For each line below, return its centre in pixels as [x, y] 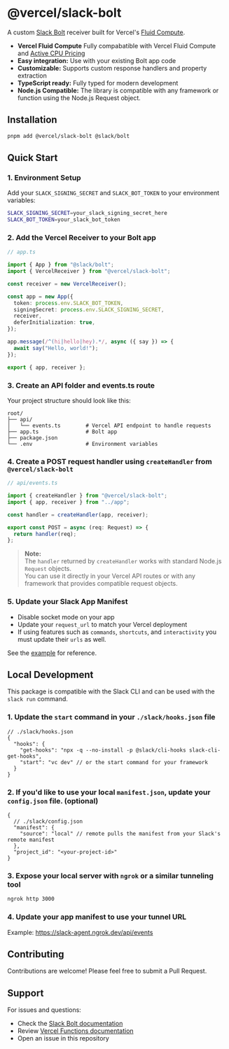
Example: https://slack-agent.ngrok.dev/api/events [80, 932]
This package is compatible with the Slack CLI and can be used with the [111, 691]
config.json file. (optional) [53, 801]
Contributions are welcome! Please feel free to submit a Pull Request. [107, 971]
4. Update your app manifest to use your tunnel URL [97, 917]
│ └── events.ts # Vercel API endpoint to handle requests [109, 425]
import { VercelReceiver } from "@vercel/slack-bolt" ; [89, 272]
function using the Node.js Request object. [79, 98]
